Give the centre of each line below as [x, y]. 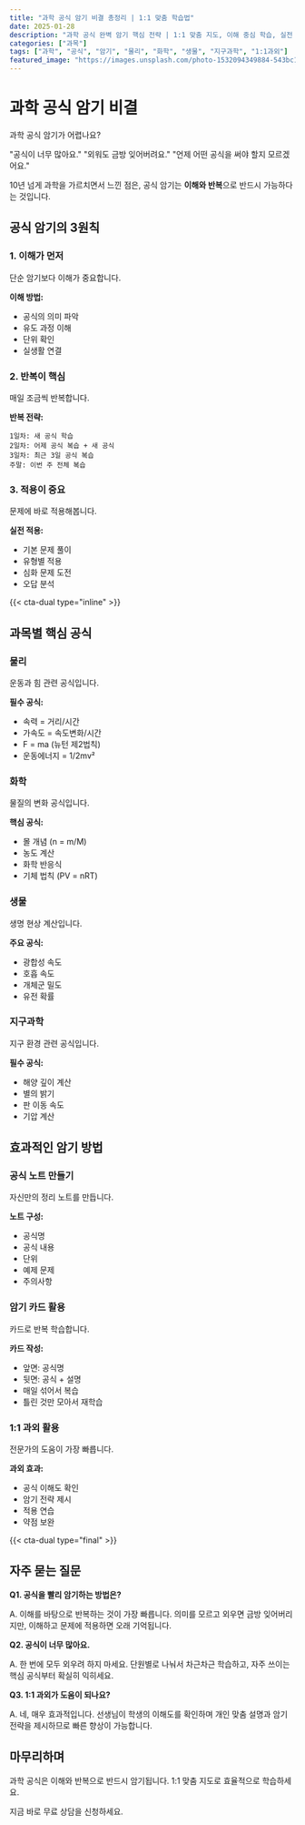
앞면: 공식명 [44, 1367]
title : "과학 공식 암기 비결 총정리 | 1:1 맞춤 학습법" [102, 18]
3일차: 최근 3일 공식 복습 [52, 455]
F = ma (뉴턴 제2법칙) [62, 744]
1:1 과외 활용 [34, 1427]
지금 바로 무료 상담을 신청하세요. [67, 1811]
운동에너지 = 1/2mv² [59, 755]
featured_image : [40, 60]
